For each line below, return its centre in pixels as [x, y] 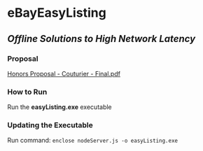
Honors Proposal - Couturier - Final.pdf [64, 73]
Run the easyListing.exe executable [59, 107]
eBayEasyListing [57, 13]
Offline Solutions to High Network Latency [101, 39]
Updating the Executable [50, 125]
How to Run [27, 92]
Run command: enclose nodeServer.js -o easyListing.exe [93, 141]
